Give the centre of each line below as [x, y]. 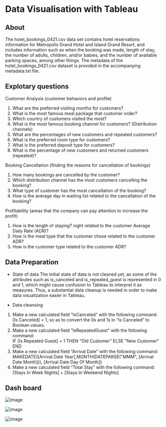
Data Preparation [32, 262]
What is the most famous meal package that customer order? [75, 113]
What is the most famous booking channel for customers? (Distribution [84, 124]
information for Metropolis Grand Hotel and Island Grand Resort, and [75, 45]
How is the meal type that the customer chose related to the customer [84, 236]
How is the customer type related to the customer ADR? [69, 246]
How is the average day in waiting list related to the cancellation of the [84, 196]
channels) [23, 129]
